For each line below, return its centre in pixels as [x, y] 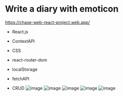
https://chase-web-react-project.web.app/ [48, 22]
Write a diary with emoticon [62, 9]
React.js [20, 32]
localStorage [25, 69]
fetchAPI [21, 79]
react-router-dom [30, 60]
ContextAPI [23, 41]
